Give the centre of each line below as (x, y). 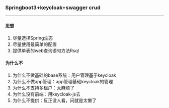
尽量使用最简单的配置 (34, 44)
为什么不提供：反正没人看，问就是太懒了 (54, 100)
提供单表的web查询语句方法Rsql (46, 50)
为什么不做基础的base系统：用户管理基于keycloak (64, 75)
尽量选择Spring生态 (33, 38)
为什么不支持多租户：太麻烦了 (43, 88)
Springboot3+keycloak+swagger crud (53, 8)
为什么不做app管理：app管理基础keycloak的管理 (63, 81)
